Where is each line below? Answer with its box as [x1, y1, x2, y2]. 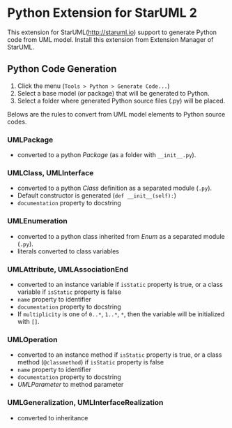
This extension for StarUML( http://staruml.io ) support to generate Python [7, 28, 217, 36]
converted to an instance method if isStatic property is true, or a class [17, 350, 222, 359]
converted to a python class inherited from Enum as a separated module [17, 232, 225, 240]
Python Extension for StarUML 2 [7, 5, 197, 21]
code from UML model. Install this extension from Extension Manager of [7, 35, 214, 43]
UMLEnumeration [7, 216, 68, 226]
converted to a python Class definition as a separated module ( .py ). [17, 184, 212, 193]
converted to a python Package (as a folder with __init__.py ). [17, 151, 196, 159]
